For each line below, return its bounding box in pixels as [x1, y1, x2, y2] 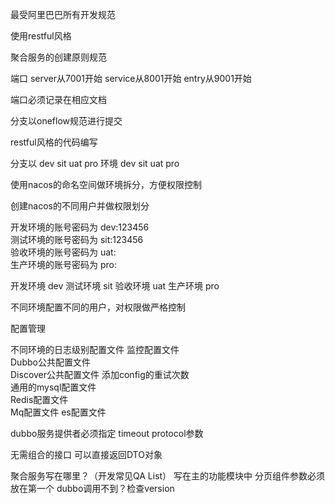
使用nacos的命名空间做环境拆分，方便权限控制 [10, 179, 202, 190]
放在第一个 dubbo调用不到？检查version [10, 483, 175, 494]
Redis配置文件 [10, 394, 69, 405]
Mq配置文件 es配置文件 [10, 406, 107, 418]
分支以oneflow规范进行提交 [10, 115, 123, 127]
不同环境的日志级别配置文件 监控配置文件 [10, 344, 180, 355]
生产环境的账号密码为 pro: [10, 259, 117, 270]
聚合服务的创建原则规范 [10, 51, 107, 63]
